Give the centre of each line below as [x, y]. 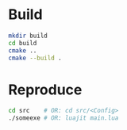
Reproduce [45, 90]
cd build [23, 43]
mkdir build [28, 36]
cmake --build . [35, 58]
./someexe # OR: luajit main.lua [63, 118]
